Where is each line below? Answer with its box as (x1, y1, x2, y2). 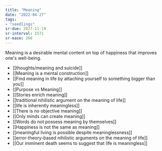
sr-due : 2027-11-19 (5, 26, 46, 31)
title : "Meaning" (5, 7, 42, 13)
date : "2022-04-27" (5, 12, 46, 17)
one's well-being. (5, 55, 41, 61)
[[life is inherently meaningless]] (12, 102, 80, 108)
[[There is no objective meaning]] (12, 107, 82, 114)
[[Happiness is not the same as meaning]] (12, 124, 100, 130)
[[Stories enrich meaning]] (12, 92, 68, 98)
